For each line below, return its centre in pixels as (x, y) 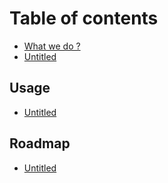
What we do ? (52, 46)
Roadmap (40, 143)
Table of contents (84, 18)
